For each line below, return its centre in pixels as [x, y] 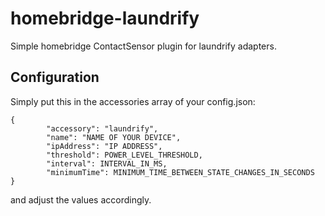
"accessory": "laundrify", [102, 128]
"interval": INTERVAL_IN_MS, [107, 163]
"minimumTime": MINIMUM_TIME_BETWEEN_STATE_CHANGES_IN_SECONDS [180, 172]
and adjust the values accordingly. [81, 199]
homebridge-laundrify [105, 18]
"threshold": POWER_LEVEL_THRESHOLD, [124, 155]
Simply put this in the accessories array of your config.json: [133, 101]
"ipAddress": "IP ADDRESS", [104, 146]
